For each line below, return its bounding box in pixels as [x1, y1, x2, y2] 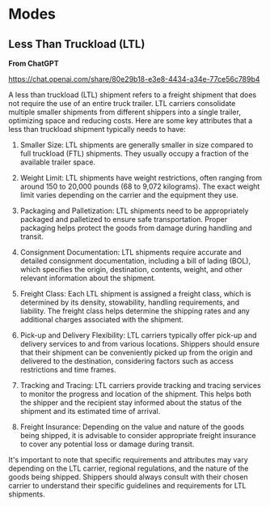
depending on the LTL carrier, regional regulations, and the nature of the [8, 463, 249, 473]
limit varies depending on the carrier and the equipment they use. [19, 190, 238, 199]
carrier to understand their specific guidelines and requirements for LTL [8, 481, 247, 490]
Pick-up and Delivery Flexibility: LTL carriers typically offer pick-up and [19, 330, 257, 340]
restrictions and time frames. [19, 365, 116, 374]
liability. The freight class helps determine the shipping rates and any [19, 306, 251, 316]
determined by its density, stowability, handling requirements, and [19, 297, 240, 307]
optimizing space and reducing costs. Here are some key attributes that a [8, 116, 253, 126]
